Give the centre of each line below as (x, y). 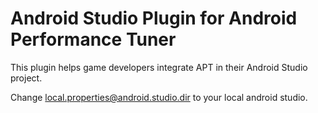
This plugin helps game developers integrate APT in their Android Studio (159, 67)
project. (26, 78)
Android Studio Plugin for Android (154, 18)
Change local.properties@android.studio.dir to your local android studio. (159, 97)
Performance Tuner (93, 39)
